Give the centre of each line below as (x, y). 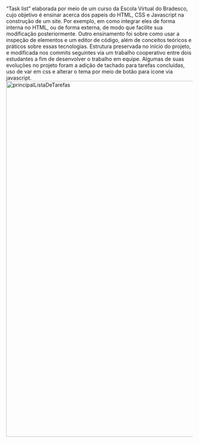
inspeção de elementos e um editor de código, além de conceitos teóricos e (99, 40)
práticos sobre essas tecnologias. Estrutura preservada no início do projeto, (99, 46)
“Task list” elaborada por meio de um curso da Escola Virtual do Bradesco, (97, 9)
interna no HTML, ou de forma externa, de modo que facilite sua (84, 27)
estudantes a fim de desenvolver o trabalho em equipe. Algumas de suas (95, 59)
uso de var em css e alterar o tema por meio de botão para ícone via (89, 71)
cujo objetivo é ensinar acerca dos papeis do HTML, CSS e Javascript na (95, 15)
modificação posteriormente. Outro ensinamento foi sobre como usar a (93, 34)
